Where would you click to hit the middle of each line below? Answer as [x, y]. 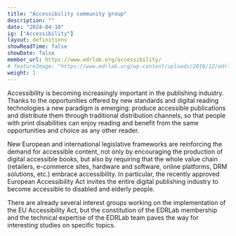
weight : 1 [22, 73]
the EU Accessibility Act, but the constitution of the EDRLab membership [112, 210]
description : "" [31, 20]
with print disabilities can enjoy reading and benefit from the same [103, 123]
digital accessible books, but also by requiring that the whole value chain [112, 159]
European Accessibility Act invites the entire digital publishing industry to [113, 181]
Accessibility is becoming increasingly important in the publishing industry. [116, 93]
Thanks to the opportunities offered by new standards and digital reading [113, 100]
